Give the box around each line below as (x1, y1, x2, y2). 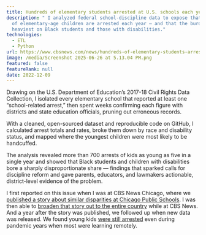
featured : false (6, 60, 48, 66)
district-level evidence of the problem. (6, 177, 103, 185)
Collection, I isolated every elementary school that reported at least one (6, 95, 188, 102)
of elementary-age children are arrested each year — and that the (12, 20, 188, 26)
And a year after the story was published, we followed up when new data (6, 209, 191, 217)
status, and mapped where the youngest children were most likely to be (6, 133, 188, 141)
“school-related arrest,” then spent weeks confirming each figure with (6, 102, 183, 109)
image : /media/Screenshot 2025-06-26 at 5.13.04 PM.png (6, 55, 152, 61)
